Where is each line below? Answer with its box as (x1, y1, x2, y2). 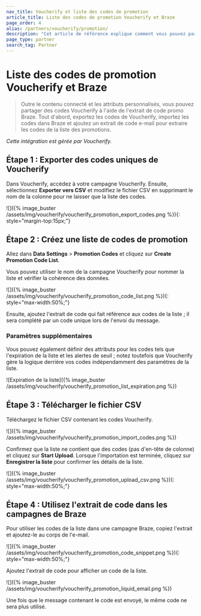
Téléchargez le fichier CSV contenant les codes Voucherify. (6, 415, 153, 423)
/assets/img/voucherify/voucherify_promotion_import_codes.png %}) (6, 433, 177, 441)
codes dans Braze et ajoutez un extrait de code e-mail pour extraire (20, 119, 188, 126)
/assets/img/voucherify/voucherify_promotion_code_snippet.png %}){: (6, 549, 180, 557)
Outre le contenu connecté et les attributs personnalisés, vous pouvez (20, 100, 194, 108)
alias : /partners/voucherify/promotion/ (6, 25, 109, 32)
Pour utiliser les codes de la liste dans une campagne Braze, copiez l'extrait (6, 525, 193, 532)
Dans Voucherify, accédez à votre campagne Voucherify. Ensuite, (6, 180, 168, 187)
